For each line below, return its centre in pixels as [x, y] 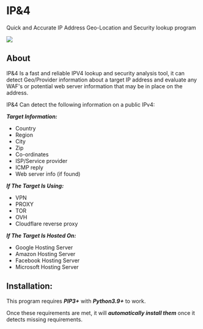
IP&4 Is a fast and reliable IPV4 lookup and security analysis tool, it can [96, 73]
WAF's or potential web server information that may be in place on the [94, 86]
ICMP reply [29, 167]
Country [25, 128]
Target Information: [32, 116]
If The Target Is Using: [35, 186]
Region [24, 135]
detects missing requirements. [44, 319]
